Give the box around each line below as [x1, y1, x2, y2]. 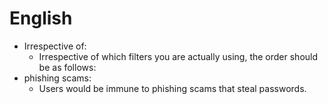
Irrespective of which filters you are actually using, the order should [38, 50, 319, 62]
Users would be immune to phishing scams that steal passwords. [38, 82, 307, 94]
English [9, 7, 73, 30]
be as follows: [38, 61, 97, 73]
